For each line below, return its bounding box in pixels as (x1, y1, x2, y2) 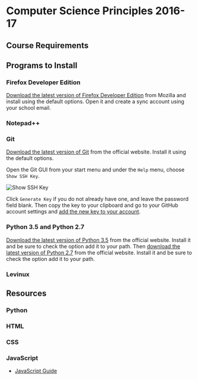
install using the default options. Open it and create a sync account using (6, 98, 185, 105)
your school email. (6, 104, 52, 111)
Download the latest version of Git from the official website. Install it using (6, 148, 187, 155)
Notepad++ (6, 119, 40, 127)
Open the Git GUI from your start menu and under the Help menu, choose (6, 166, 185, 173)
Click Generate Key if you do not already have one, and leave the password (6, 196, 189, 203)
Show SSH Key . (6, 173, 40, 180)
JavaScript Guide (14, 368, 58, 375)
